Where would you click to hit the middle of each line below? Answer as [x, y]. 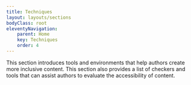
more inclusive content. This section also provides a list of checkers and [96, 69]
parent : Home [33, 34]
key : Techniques [38, 40]
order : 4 [28, 46]
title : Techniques [29, 12]
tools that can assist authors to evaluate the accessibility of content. [91, 75]
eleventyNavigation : [32, 29]
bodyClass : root [27, 23]
